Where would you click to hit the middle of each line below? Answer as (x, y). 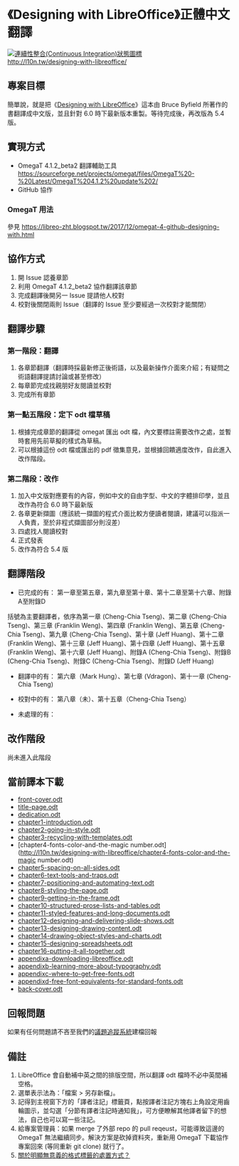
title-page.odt (38, 807)
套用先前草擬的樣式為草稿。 (64, 440)
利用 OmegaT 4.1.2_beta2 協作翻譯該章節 (77, 286)
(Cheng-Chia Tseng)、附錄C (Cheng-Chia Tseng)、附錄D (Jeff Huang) (111, 661)
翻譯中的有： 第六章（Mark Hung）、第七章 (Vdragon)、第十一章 (111, 676)
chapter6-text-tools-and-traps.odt (68, 876)
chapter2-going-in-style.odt (59, 830)
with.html (21, 234)
